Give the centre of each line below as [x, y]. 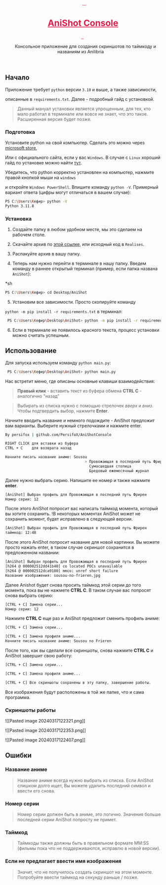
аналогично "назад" [38, 396]
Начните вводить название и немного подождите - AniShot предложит [80, 420]
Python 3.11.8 [20, 206]
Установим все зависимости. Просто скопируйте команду [74, 302]
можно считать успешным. [41, 335]
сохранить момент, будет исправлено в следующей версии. [69, 519]
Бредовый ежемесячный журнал [119, 471]
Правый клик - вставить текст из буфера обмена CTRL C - [79, 391]
